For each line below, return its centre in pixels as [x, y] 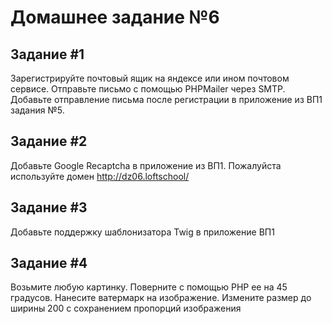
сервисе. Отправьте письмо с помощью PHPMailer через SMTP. [148, 89]
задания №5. [37, 110]
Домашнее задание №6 [115, 17]
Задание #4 [49, 263]
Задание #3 [49, 207]
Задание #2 [49, 141]
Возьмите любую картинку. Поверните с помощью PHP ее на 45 [149, 287]
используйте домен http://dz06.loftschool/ [100, 176]
